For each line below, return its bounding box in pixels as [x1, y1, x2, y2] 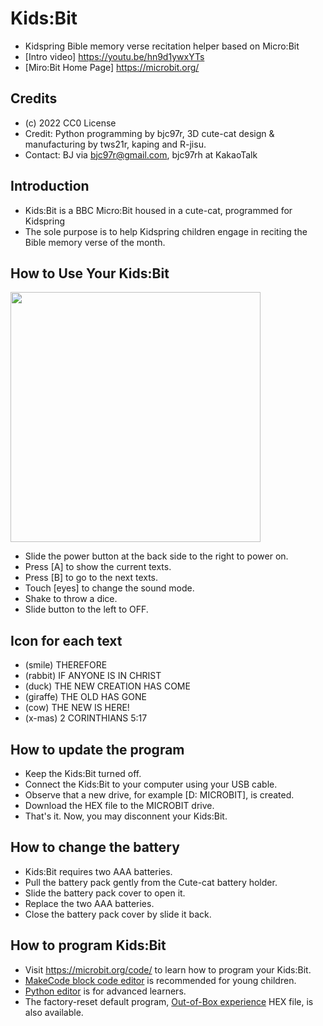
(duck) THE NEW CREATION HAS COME [24, 680, 191, 692]
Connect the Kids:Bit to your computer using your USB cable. [24, 778, 278, 790]
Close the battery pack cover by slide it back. [24, 908, 212, 920]
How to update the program [10, 741, 185, 758]
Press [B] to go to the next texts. [24, 572, 159, 584]
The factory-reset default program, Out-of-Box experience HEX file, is [24, 995, 314, 1007]
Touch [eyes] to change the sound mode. [24, 582, 195, 594]
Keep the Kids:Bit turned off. [24, 768, 142, 779]
